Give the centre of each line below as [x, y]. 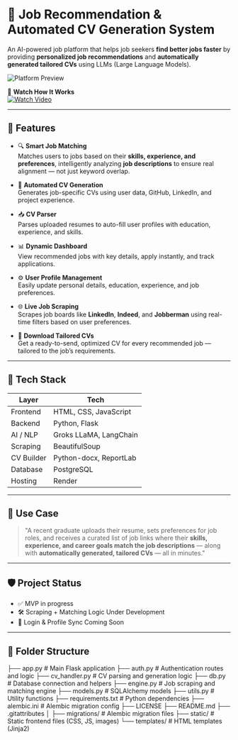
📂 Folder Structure [49, 651]
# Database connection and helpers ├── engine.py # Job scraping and [112, 683]
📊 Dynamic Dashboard [52, 246]
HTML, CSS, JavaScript [92, 412]
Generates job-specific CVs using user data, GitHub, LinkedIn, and [115, 192]
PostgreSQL [73, 469]
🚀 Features [32, 128]
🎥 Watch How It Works [41, 92]
